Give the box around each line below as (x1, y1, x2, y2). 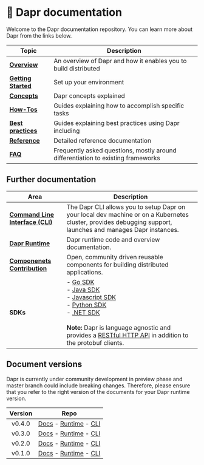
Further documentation (6, 174, 97, 185)
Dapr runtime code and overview (66, 235, 160, 243)
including (53, 126, 80, 135)
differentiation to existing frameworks (53, 154, 161, 162)
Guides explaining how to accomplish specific (53, 101, 185, 110)
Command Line (9, 210, 55, 219)
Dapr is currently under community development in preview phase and (6, 375, 183, 382)
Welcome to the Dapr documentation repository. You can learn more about (6, 25, 193, 33)
